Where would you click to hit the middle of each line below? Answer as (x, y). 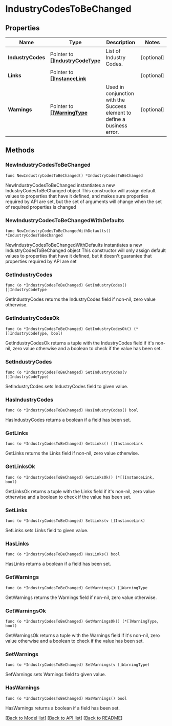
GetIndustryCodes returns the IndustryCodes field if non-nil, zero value (81, 299)
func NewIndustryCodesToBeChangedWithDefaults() (58, 231)
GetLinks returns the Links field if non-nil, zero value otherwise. (72, 453)
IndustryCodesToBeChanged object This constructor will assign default (81, 190)
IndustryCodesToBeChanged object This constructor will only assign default (86, 250)
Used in (115, 87)
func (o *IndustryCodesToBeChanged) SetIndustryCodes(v (66, 372)
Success (116, 106)
